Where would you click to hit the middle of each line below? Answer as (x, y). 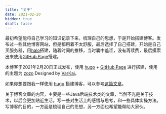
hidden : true (19, 19)
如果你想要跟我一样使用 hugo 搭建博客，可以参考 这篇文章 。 (66, 84)
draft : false (19, 23)
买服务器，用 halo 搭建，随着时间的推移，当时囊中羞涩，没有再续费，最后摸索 (83, 50)
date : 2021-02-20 (23, 14)
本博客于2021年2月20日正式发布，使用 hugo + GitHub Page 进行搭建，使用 (82, 67)
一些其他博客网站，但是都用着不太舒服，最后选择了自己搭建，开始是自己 (87, 44)
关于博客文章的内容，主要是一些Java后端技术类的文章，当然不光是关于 (77, 94)
